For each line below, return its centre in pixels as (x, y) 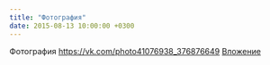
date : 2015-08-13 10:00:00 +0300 (72, 26)
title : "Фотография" (48, 17)
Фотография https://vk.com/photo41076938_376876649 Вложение (135, 51)
